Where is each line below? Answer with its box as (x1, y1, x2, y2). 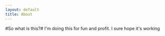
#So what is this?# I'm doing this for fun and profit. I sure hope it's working (5, 25, 160, 31)
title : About (5, 12, 33, 17)
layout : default (5, 7, 39, 12)
